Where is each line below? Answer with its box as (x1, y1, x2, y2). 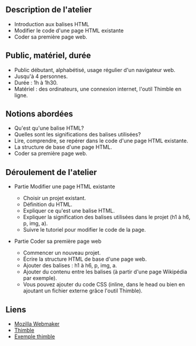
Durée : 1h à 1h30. (14, 79, 58, 86)
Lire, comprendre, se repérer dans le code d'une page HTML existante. (14, 137, 188, 145)
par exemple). (23, 275, 58, 282)
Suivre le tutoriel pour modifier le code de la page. (23, 226, 146, 233)
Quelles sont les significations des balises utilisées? (14, 131, 141, 138)
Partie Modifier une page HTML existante (14, 183, 115, 190)
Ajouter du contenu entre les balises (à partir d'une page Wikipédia (23, 268, 188, 276)
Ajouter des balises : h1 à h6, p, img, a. (23, 262, 117, 269)
